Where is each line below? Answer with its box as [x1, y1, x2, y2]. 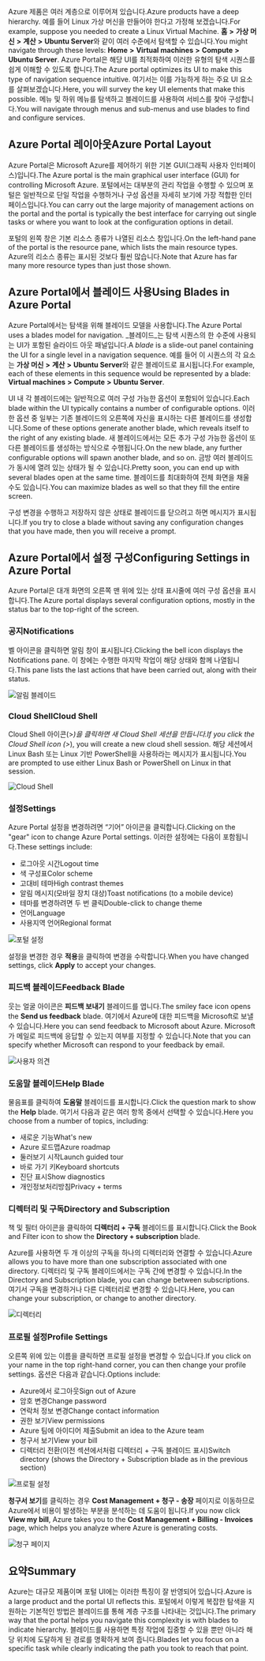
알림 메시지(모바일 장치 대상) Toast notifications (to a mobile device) [19, 888, 234, 898]
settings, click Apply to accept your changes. [8, 961, 156, 970]
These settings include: [16, 842, 93, 852]
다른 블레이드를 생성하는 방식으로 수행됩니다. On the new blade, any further [8, 443, 243, 452]
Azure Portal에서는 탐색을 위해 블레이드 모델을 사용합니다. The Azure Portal [8, 320, 242, 330]
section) [19, 1463, 47, 1472]
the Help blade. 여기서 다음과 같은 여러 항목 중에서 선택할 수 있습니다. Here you [8, 1107, 254, 1117]
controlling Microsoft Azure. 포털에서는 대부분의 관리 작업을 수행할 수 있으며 [8, 180, 246, 190]
